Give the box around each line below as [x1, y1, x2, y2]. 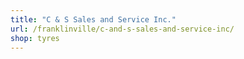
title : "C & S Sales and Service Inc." [10, 14, 177, 25]
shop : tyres [10, 33, 60, 43]
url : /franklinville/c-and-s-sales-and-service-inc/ [10, 24, 235, 34]
